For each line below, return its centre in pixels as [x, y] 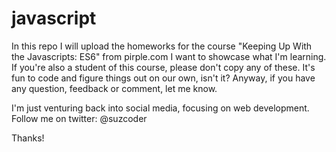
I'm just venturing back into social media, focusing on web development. [160, 108]
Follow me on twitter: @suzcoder [79, 118]
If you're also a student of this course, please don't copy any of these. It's [163, 67]
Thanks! [28, 138]
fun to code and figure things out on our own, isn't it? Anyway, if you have [163, 78]
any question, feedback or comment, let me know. [114, 88]
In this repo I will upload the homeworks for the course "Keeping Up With [162, 46]
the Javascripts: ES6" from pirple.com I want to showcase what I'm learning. [169, 56]
